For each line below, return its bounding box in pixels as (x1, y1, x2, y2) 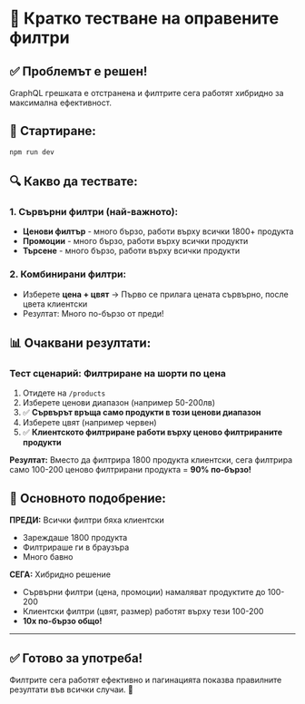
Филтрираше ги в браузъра (22, 542, 130, 552)
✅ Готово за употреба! (9, 650, 143, 666)
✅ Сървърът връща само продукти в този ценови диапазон (22, 407, 261, 418)
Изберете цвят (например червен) (22, 417, 157, 428)
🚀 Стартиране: (9, 123, 97, 139)
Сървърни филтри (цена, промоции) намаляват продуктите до (22, 587, 266, 598)
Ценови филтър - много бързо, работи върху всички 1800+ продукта (22, 226, 294, 237)
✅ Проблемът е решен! (9, 64, 148, 79)
